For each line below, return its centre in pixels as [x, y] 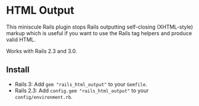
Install [18, 70]
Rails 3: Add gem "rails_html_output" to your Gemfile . [81, 84]
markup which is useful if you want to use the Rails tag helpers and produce [99, 33]
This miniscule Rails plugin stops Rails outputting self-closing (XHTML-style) [99, 27]
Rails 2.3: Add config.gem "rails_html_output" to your [82, 91]
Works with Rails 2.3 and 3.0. [42, 51]
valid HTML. [21, 39]
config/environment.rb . [44, 96]
